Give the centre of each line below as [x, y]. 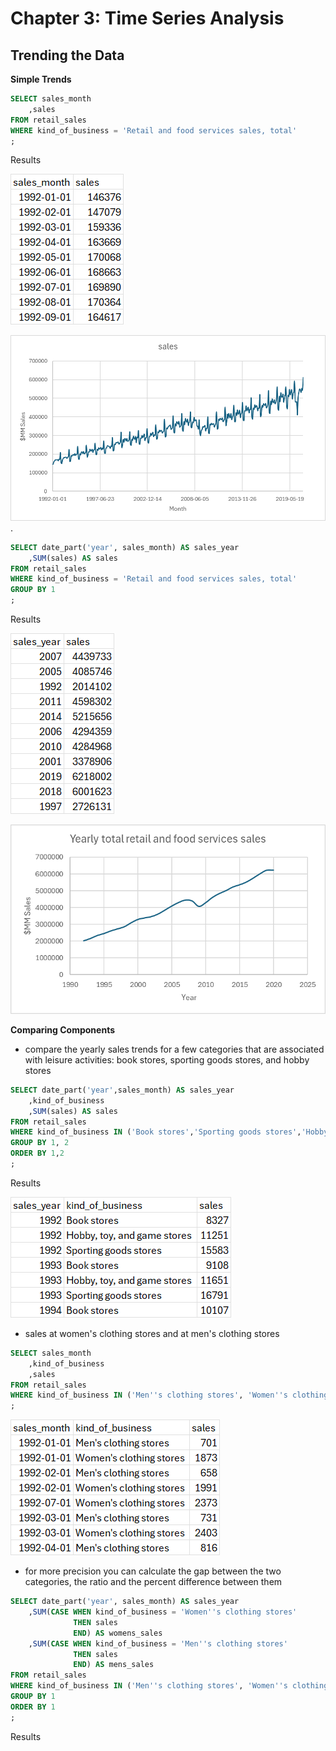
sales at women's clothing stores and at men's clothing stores [152, 1333]
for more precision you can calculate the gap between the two [153, 1571]
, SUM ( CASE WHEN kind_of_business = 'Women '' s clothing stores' [163, 1612]
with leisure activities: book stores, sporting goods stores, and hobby [167, 1059]
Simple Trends [41, 79]
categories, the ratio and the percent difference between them [153, 1582]
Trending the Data [67, 55]
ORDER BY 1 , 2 [37, 1153]
